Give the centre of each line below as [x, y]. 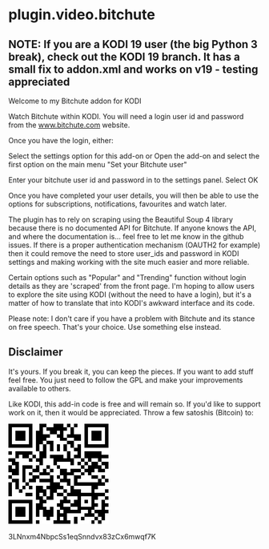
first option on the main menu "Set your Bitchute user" [98, 164]
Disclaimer [36, 353]
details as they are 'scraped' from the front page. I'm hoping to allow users [131, 286]
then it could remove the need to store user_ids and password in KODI [124, 253]
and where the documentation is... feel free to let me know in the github [126, 236]
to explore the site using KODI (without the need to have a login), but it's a [130, 295]
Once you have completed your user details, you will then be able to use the [133, 195]
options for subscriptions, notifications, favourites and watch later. [118, 204]
